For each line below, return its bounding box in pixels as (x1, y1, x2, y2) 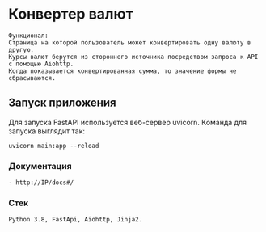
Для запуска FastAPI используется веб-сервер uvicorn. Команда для (8, 117, 247, 127)
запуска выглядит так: (8, 126, 86, 136)
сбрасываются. (8, 74, 57, 82)
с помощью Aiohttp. (8, 60, 74, 68)
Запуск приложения (8, 96, 116, 110)
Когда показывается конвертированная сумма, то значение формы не (8, 66, 237, 75)
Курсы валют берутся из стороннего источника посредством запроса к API (8, 53, 259, 61)
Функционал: (8, 32, 49, 40)
